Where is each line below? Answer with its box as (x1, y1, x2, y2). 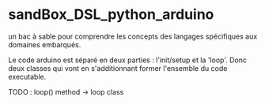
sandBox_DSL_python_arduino (8, 6, 214, 24)
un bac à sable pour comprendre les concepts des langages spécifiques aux (8, 32, 258, 41)
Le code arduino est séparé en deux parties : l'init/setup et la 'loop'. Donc (8, 55, 248, 65)
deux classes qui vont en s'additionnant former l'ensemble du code (8, 63, 228, 72)
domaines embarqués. (8, 39, 81, 49)
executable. (8, 72, 47, 81)
